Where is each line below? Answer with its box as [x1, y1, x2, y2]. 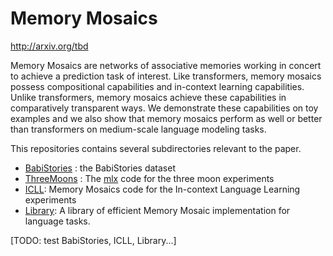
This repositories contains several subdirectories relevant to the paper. [10, 142, 302, 154]
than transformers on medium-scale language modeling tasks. [10, 123, 267, 135]
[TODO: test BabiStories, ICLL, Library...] [10, 234, 177, 246]
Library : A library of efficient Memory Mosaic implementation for [24, 204, 291, 216]
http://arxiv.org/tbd [10, 40, 89, 52]
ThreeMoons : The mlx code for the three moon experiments [24, 172, 275, 184]
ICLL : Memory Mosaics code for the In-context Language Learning [24, 183, 301, 195]
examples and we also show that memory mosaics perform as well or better [10, 112, 323, 124]
